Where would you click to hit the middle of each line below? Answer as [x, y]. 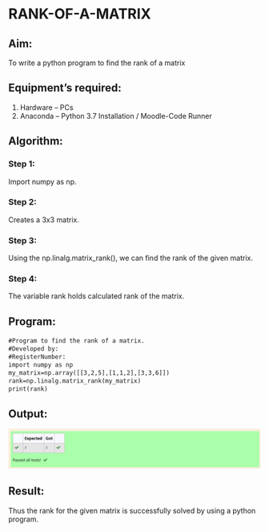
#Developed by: [34, 349]
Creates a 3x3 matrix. [44, 219]
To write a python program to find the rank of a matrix [97, 63]
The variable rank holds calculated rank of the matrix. [96, 296]
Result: [26, 491]
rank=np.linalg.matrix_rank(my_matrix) [75, 381]
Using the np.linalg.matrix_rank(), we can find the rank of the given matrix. [131, 258]
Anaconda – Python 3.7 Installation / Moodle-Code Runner [116, 116]
